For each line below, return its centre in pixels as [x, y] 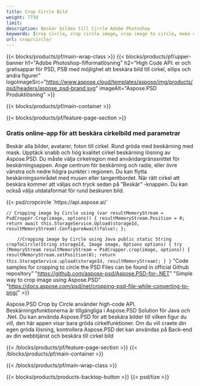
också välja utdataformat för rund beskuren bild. [65, 191]
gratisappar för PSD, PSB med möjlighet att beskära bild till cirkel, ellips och [99, 69]
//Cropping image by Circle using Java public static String [94, 240]
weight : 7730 [22, 17]
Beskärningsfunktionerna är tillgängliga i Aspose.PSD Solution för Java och [98, 311]
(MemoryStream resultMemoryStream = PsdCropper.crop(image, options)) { [98, 250]
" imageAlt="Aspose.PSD [126, 88]
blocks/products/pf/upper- [159, 56]
